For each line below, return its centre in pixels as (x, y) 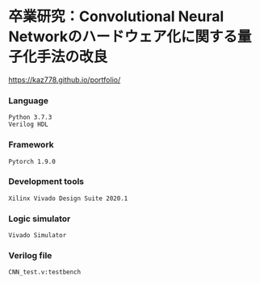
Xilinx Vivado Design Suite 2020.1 (68, 198)
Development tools (46, 182)
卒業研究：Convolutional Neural (116, 17)
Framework (31, 144)
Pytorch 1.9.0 (32, 161)
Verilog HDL (28, 125)
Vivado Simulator (38, 236)
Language (29, 100)
